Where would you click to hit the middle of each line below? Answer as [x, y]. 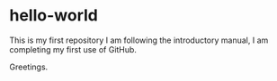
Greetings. [29, 67]
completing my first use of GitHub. [73, 49]
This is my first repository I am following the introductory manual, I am [139, 40]
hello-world [54, 16]
